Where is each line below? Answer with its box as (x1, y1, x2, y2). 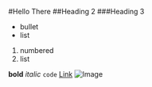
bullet (19, 22, 39, 31)
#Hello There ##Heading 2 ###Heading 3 (8, 7, 145, 16)
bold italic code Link (8, 70, 73, 78)
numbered (19, 46, 54, 55)
